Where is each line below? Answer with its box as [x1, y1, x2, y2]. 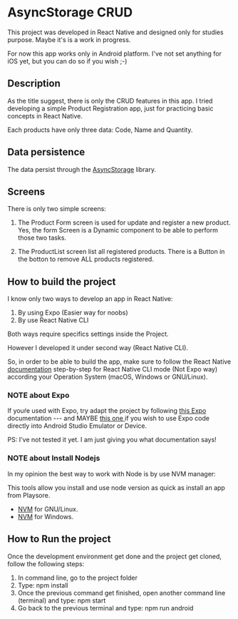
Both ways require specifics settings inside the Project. [7, 329, 169, 339]
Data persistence [7, 146, 86, 158]
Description [7, 78, 61, 90]
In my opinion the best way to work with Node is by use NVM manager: [7, 469, 216, 478]
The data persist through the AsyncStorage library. [7, 165, 157, 173]
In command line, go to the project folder [17, 573, 138, 582]
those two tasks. [17, 233, 66, 242]
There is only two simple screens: [7, 205, 107, 213]
